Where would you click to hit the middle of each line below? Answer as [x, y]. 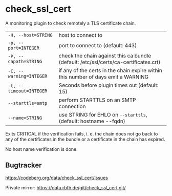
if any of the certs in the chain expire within [111, 70]
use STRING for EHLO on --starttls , [103, 114]
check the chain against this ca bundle [105, 55]
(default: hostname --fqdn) [92, 121]
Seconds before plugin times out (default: [109, 85]
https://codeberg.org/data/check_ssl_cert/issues [57, 178]
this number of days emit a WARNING [104, 76]
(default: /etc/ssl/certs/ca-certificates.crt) [110, 62]
